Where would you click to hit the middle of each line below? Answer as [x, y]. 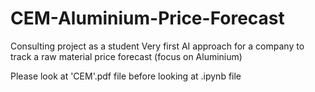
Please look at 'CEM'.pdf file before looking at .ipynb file [126, 76]
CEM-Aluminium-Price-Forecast [147, 18]
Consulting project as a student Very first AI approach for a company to [157, 46]
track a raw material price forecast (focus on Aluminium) [126, 56]
